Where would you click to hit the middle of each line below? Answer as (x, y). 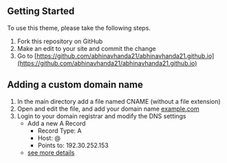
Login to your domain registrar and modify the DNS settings (101, 116)
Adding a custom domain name (75, 85)
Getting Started (41, 11)
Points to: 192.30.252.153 (73, 145)
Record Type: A (60, 131)
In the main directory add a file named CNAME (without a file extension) (119, 101)
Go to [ (27, 56)
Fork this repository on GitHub (60, 41)
